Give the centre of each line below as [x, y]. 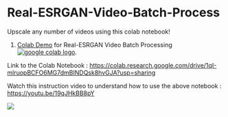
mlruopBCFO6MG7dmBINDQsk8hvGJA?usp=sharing [81, 73]
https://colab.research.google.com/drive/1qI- [153, 65]
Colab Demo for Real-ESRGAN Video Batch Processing [95, 44]
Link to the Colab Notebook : [47, 65]
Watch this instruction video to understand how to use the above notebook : [114, 86]
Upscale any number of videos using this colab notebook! [89, 31]
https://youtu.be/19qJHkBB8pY [51, 93]
